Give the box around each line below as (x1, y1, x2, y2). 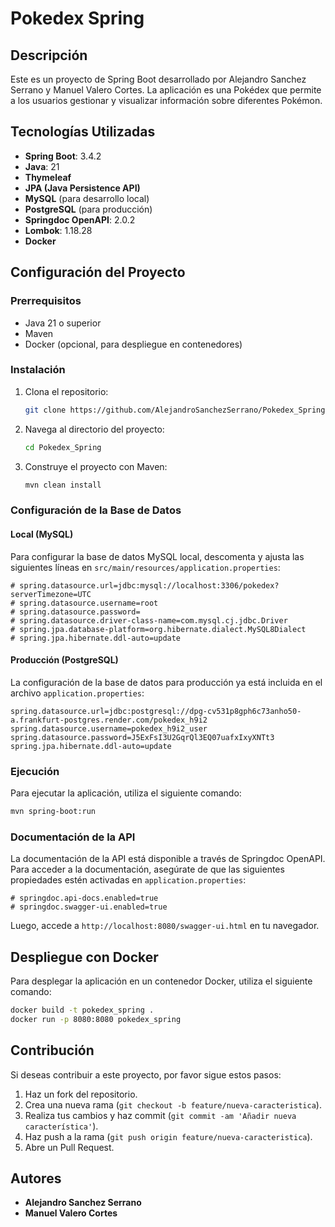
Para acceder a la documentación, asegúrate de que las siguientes (10, 863, 285, 876)
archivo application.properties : (10, 687, 145, 699)
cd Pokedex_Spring (24, 442, 102, 452)
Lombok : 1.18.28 (24, 224, 93, 236)
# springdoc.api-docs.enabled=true (10, 893, 159, 904)
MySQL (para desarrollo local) (24, 192, 150, 204)
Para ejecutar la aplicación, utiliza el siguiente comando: (10, 787, 242, 799)
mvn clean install (24, 480, 102, 490)
